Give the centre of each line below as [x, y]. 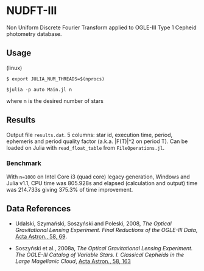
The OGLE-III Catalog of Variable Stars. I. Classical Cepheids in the [100, 255]
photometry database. [34, 33]
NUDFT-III [32, 11]
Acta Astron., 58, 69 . [41, 236]
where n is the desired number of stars [55, 100]
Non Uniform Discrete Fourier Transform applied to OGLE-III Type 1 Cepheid [101, 27]
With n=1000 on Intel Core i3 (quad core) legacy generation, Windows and [98, 177]
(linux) [14, 68]
